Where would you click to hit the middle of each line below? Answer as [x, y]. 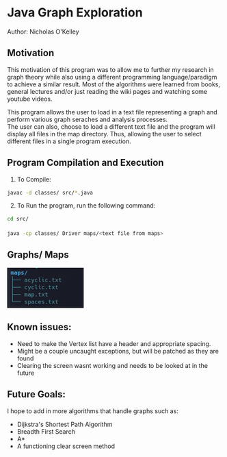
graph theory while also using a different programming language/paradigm [112, 77]
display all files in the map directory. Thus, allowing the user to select [104, 134]
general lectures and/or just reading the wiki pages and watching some [107, 91]
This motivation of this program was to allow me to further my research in [110, 69]
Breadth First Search [46, 431]
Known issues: [39, 327]
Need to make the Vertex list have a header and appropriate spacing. [114, 343]
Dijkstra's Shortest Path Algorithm [65, 424]
